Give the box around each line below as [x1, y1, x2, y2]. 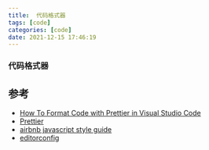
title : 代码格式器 [8, 11, 66, 20]
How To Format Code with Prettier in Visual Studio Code [19, 108, 202, 117]
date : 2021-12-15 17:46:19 [8, 33, 97, 41]
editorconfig [19, 133, 60, 142]
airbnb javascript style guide [19, 124, 112, 134]
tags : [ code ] [8, 19, 51, 27]
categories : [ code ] [8, 26, 72, 34]
